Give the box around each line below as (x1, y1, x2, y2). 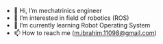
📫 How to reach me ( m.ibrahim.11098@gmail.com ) (13, 29, 157, 37)
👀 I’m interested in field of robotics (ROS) (13, 14, 129, 22)
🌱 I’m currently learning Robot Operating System (13, 21, 151, 29)
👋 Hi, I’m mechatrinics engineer (13, 7, 103, 14)
